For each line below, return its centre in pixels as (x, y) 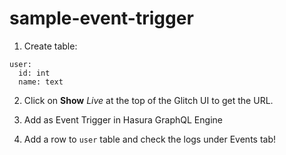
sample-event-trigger (101, 18)
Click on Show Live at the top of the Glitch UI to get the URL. (148, 100)
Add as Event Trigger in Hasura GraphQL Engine (123, 119)
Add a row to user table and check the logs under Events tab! (150, 139)
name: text (41, 82)
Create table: (50, 46)
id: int (34, 73)
